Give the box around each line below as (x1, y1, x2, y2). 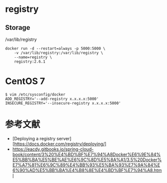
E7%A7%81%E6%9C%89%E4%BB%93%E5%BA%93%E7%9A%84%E (12, 162, 161, 168)
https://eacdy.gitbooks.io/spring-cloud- (12, 146, 94, 152)
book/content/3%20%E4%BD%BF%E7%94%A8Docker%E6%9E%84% (12, 151, 161, 157)
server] (56, 135, 72, 141)
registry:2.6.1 (14, 59, 46, 64)
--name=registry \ (14, 55, 52, 60)
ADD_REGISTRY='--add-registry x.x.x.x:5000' (5, 96, 99, 101)
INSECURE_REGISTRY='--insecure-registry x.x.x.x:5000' (5, 100, 121, 105)
